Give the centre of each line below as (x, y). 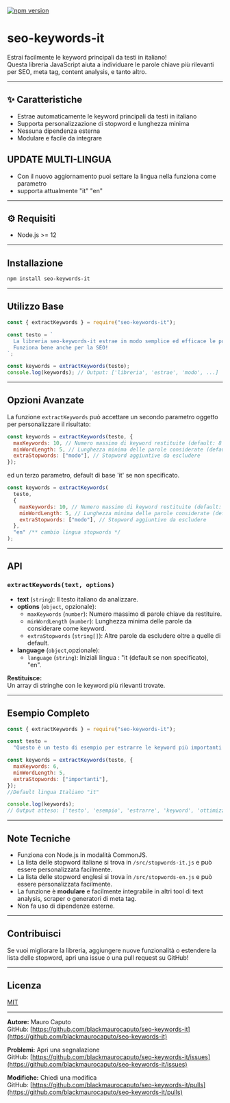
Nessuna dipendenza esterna (59, 131)
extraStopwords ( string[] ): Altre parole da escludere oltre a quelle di (124, 635)
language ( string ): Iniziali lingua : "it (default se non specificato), (118, 657)
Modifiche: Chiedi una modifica (52, 1077)
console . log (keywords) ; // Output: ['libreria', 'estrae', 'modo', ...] (113, 373)
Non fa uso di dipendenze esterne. (66, 906)
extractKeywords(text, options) (61, 585)
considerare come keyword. (67, 628)
